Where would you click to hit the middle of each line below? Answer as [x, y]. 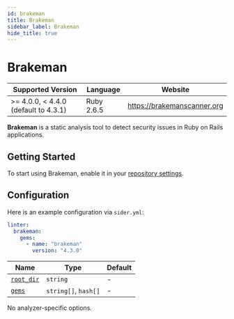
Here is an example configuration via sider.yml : [76, 212]
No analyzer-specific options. [50, 308]
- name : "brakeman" [54, 244]
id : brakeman [26, 14]
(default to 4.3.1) [39, 110]
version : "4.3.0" [57, 251]
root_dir [25, 280]
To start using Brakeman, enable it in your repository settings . [96, 173]
